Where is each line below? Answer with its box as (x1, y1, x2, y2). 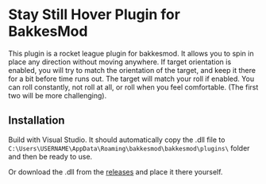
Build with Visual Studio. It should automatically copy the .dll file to (8, 135, 226, 144)
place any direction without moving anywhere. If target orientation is (8, 57, 232, 67)
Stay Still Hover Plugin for (8, 6, 181, 24)
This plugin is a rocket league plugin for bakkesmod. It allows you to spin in (8, 48, 254, 58)
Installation (8, 113, 65, 128)
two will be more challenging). (8, 90, 107, 100)
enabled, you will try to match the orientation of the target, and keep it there (8, 65, 256, 75)
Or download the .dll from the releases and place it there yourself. (8, 167, 223, 176)
